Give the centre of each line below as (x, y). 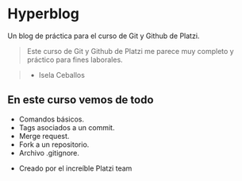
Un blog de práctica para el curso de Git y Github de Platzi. (104, 36)
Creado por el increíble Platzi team (75, 168)
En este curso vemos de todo (81, 100)
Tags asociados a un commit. (67, 127)
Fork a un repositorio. (54, 144)
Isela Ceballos (61, 75)
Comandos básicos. (52, 119)
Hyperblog (44, 14)
